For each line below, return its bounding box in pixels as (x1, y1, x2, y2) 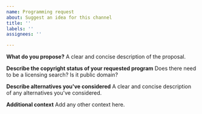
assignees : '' (6, 31, 42, 37)
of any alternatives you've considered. (6, 89, 102, 97)
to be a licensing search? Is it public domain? (6, 71, 119, 78)
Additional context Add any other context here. (6, 101, 125, 109)
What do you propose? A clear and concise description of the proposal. (6, 53, 186, 60)
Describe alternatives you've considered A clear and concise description (6, 83, 192, 90)
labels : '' (6, 25, 34, 32)
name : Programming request (6, 8, 74, 15)
